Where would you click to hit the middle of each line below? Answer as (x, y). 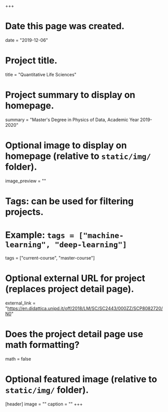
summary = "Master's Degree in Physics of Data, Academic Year (72, 120)
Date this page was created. (65, 26)
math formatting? (42, 345)
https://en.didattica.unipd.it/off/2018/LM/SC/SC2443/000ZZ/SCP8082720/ (85, 308)
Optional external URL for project (75, 278)
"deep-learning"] (91, 245)
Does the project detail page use (74, 334)
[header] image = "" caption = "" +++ (44, 404)
